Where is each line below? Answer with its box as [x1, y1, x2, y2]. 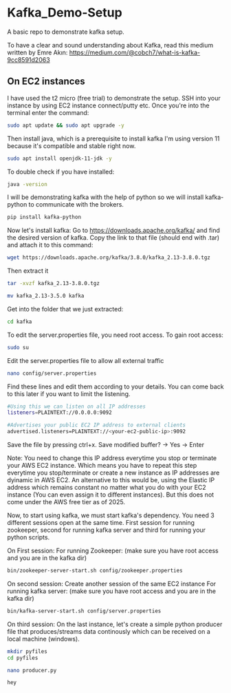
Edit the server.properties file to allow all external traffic [7, 356, 164, 364]
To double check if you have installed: [7, 167, 115, 176]
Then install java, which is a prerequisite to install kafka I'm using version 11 [7, 134, 220, 143]
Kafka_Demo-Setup [7, 5, 122, 21]
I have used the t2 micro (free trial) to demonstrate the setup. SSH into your [7, 94, 221, 102]
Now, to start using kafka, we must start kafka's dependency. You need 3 [7, 511, 214, 519]
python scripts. [7, 533, 50, 541]
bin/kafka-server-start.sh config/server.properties [7, 608, 162, 614]
